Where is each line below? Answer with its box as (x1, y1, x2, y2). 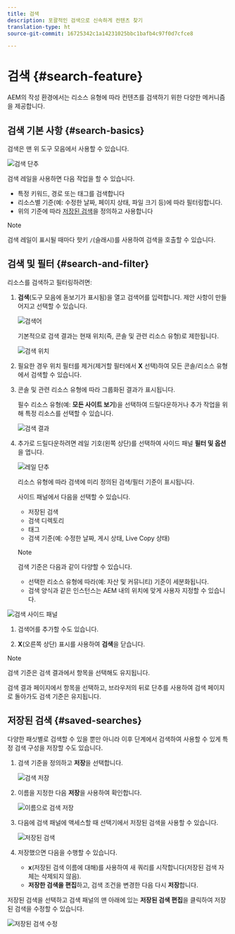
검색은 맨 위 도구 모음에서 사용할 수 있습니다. (7, 145, 129, 153)
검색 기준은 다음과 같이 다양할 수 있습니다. (17, 562, 132, 570)
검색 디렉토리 (27, 516, 65, 525)
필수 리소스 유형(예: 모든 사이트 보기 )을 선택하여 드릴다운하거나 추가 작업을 (17, 400, 221, 409)
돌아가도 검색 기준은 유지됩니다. (14, 692, 101, 700)
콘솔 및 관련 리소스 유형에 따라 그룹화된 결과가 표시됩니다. (17, 385, 176, 394)
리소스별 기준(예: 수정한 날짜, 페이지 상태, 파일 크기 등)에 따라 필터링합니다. (17, 198, 223, 206)
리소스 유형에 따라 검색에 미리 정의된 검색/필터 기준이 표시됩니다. (17, 478, 195, 486)
